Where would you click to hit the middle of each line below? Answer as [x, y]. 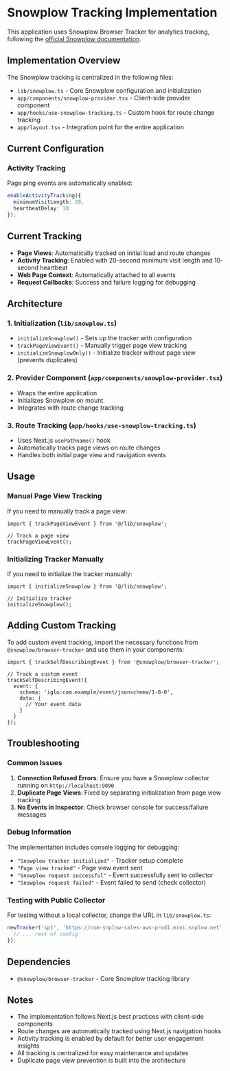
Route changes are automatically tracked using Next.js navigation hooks [119, 1031]
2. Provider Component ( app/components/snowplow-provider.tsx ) [115, 378]
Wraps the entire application [57, 393]
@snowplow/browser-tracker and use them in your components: [95, 649]
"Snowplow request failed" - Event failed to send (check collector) [111, 882]
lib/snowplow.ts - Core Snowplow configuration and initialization [109, 90]
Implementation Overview [64, 61]
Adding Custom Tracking [62, 626]
